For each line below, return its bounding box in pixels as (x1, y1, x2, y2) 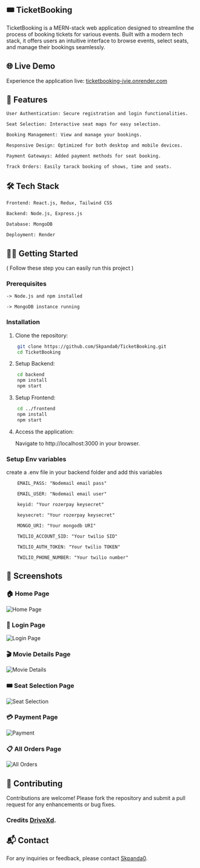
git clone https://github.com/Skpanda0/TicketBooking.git (17, 343, 167, 350)
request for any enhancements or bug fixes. (6, 801, 116, 808)
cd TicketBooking (17, 349, 61, 355)
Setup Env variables (6, 455, 67, 463)
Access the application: (15, 428, 74, 435)
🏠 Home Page (6, 590, 50, 598)
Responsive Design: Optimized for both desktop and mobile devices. (6, 142, 183, 149)
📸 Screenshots (6, 571, 63, 581)
